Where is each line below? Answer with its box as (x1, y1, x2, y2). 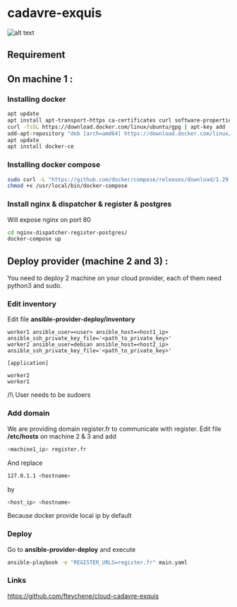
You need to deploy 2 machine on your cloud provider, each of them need (7, 274, 222, 282)
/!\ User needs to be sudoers (7, 391, 91, 399)
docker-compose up (7, 236, 61, 243)
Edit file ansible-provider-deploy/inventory (7, 315, 135, 323)
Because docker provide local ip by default (7, 511, 132, 520)
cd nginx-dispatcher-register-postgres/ (7, 229, 128, 236)
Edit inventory (7, 299, 56, 309)
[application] (7, 359, 49, 367)
